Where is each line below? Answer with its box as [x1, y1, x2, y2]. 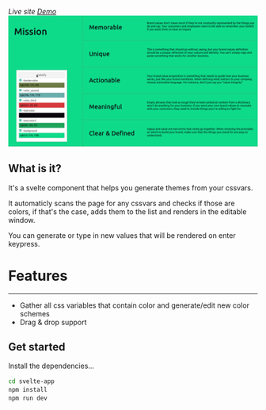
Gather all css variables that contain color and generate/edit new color [19, 301, 250, 310]
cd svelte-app [8, 377, 55, 385]
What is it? [8, 162, 62, 175]
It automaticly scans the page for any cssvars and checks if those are [8, 198, 235, 208]
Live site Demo [8, 7, 57, 16]
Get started [8, 340, 66, 354]
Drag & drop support [19, 317, 87, 327]
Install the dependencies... [8, 361, 95, 371]
